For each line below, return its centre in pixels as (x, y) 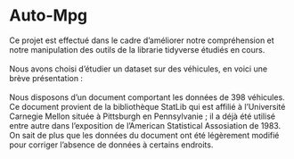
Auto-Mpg (49, 16)
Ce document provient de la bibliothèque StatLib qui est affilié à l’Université (147, 106)
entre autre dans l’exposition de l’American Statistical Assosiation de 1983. (145, 125)
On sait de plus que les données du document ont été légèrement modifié (144, 135)
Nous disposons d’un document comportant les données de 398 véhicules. (147, 97)
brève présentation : (46, 78)
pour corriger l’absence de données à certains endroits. (111, 145)
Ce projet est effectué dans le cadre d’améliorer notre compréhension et (142, 40)
